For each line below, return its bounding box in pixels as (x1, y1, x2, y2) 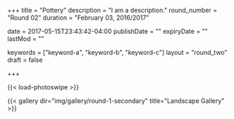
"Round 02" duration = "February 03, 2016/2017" (7, 13, 149, 22)
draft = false (7, 56, 43, 64)
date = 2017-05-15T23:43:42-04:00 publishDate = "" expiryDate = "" (7, 27, 208, 35)
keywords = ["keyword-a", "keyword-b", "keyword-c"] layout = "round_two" (7, 49, 228, 56)
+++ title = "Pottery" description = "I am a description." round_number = (7, 6, 217, 14)
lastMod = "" (7, 35, 44, 43)
